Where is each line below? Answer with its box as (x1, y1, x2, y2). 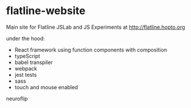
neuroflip (6, 95, 28, 102)
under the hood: (6, 35, 45, 42)
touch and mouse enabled (14, 83, 78, 90)
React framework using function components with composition (14, 46, 167, 53)
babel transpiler (14, 59, 53, 66)
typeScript (14, 52, 41, 59)
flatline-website (6, 4, 86, 18)
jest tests (14, 71, 37, 78)
